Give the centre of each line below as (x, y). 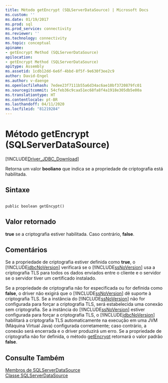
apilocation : (19, 57)
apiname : (14, 48)
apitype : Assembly (25, 66)
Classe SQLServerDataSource (37, 375)
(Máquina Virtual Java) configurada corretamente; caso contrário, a (76, 326)
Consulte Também (35, 358)
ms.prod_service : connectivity (38, 29)
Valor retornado (31, 222)
